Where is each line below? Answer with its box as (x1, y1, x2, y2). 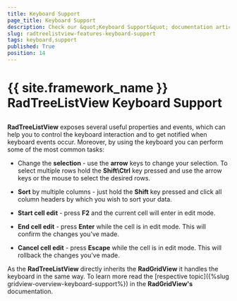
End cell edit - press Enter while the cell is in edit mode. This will (17, 223, 207, 231)
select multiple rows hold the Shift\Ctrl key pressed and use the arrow (17, 166, 222, 175)
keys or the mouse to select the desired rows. (17, 174, 150, 183)
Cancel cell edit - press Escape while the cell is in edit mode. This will (17, 244, 222, 252)
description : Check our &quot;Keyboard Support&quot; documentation (7, 23, 213, 30)
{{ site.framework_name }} (7, 80, 169, 96)
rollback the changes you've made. (17, 251, 120, 259)
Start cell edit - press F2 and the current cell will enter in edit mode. (17, 209, 216, 217)
